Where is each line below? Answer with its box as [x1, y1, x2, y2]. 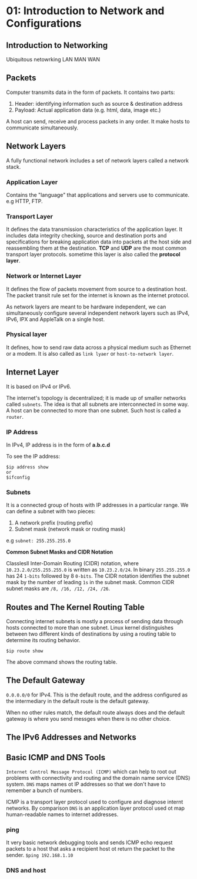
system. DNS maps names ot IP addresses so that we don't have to [6, 781, 166, 788]
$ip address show [6, 464, 49, 470]
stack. [6, 163, 21, 170]
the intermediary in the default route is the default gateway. [6, 697, 150, 704]
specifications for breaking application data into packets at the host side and [6, 238, 192, 246]
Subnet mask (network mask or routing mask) [14, 526, 126, 533]
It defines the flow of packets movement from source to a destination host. [6, 285, 187, 292]
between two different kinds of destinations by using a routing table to [6, 630, 176, 637]
